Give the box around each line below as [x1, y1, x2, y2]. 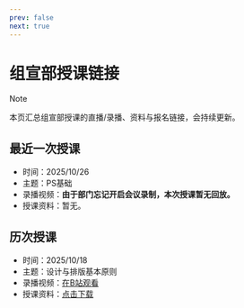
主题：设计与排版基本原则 [22, 267, 118, 277]
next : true [9, 22, 50, 31]
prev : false [9, 13, 54, 23]
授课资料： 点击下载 [22, 289, 94, 300]
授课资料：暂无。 [22, 200, 86, 212]
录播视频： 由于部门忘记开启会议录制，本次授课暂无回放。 [22, 189, 235, 200]
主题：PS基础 [22, 177, 73, 189]
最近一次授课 [9, 140, 81, 156]
